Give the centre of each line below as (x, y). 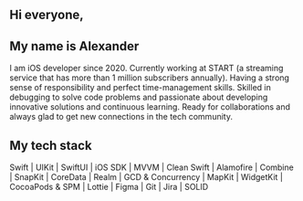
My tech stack (51, 145)
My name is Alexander (74, 46)
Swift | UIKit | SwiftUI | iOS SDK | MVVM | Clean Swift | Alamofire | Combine (151, 167)
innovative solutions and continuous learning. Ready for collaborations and (150, 107)
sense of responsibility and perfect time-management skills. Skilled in (140, 88)
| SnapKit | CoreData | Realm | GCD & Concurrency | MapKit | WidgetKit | (146, 177)
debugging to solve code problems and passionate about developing (139, 97)
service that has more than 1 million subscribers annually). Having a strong (150, 78)
